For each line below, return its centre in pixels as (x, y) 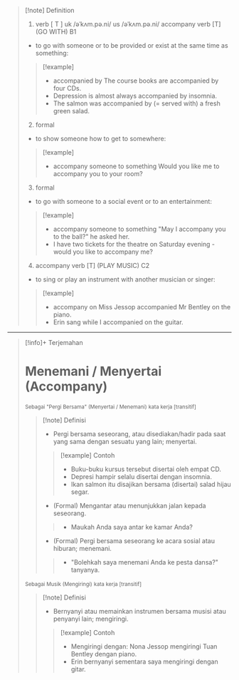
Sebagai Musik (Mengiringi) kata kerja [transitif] (83, 584)
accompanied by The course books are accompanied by (136, 81)
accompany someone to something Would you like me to (136, 166)
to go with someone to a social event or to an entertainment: (123, 201)
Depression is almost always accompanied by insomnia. (135, 96)
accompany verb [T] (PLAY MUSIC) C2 (92, 266)
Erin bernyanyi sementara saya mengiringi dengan (144, 661)
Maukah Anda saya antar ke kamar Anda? (132, 527)
